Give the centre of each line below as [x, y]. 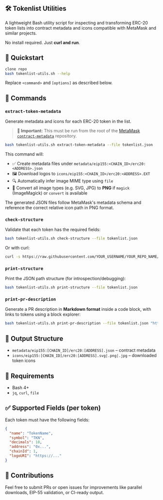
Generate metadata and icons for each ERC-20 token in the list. [68, 122]
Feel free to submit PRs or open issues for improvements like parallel [73, 487]
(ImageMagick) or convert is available [50, 193]
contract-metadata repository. [47, 136]
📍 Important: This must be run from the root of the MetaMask [78, 131]
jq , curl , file [25, 393]
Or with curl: [17, 248]
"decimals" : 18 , [26, 442]
